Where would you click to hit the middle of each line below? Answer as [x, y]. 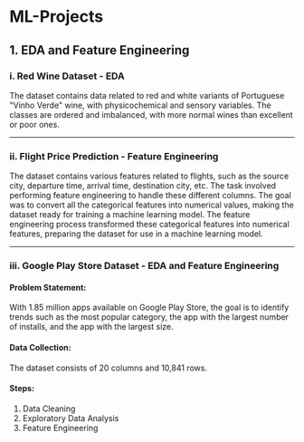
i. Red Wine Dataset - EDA [67, 76]
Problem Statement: [48, 287]
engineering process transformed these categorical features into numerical [149, 225]
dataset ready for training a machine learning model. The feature [130, 215]
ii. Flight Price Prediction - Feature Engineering [114, 156]
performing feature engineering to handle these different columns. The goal [150, 196]
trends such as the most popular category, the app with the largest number [149, 317]
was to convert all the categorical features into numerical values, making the [152, 205]
